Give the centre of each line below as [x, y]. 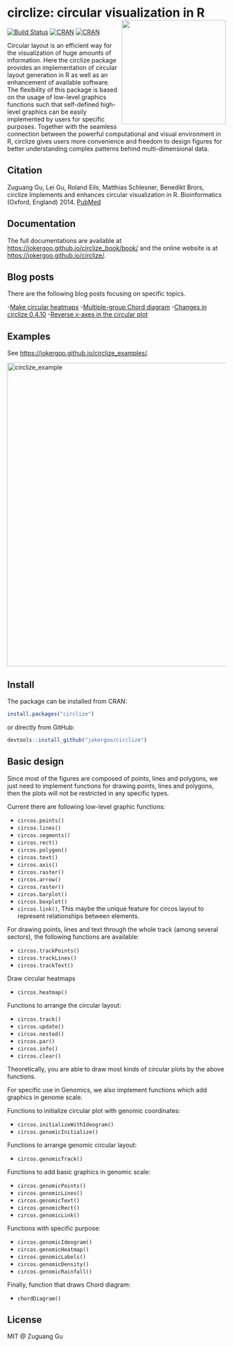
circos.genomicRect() [48, 1208]
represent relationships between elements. [78, 916]
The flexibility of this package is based [62, 90]
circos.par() [36, 1041]
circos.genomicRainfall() [54, 1271]
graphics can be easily [54, 112]
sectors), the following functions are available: [73, 937]
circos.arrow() [39, 879]
